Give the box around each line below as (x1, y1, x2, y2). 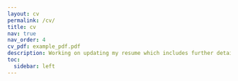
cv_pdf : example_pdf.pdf (7, 43, 81, 50)
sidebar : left (13, 63, 55, 70)
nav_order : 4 (7, 37, 46, 44)
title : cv (7, 23, 37, 30)
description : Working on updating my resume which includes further (7, 50, 214, 57)
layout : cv (7, 10, 40, 18)
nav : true (7, 30, 37, 37)
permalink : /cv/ (7, 17, 55, 24)
